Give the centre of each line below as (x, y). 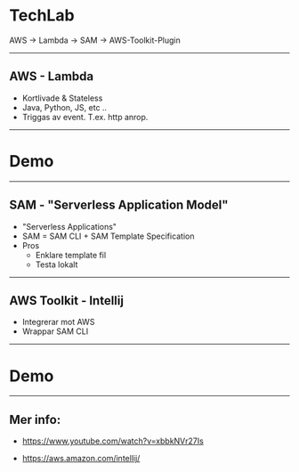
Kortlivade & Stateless (62, 98)
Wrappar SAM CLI (55, 331)
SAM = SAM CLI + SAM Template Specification (108, 236)
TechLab (42, 16)
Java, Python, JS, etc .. (65, 107)
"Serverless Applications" (69, 226)
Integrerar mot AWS (58, 322)
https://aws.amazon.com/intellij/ (81, 459)
